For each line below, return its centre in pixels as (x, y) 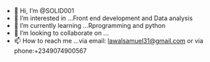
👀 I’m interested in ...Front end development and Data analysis (103, 18)
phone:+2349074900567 (50, 51)
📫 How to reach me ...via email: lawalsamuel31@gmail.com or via (108, 41)
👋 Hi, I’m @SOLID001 (44, 11)
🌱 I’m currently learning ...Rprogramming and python (90, 25)
